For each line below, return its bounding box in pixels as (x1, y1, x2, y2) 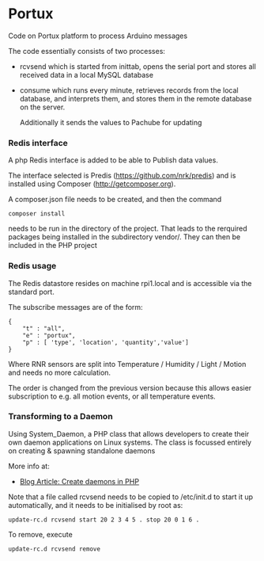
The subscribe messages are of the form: (8, 302, 144, 311)
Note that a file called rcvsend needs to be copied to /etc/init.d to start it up (8, 492, 254, 502)
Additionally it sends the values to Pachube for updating (19, 117, 202, 127)
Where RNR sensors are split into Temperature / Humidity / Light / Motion (8, 359, 247, 368)
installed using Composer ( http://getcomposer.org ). (8, 179, 176, 189)
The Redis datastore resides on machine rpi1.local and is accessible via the (8, 278, 252, 288)
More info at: (8, 461, 50, 471)
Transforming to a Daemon (8, 411, 113, 422)
